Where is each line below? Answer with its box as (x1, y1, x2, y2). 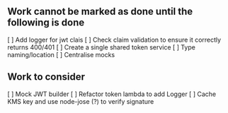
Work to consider (7, 71, 86, 83)
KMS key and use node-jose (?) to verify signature (7, 97, 154, 105)
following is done (7, 17, 85, 29)
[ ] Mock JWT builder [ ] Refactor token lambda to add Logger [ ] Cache (7, 90, 217, 98)
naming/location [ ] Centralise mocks (7, 50, 115, 59)
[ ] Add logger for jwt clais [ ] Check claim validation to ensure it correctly (7, 35, 222, 44)
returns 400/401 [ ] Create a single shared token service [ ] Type (7, 42, 196, 52)
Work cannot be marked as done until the (7, 6, 193, 18)
